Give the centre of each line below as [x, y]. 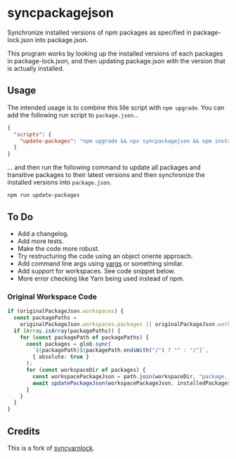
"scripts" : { [33, 134]
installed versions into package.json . [60, 182]
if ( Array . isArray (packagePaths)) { [67, 331]
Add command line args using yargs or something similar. [100, 263]
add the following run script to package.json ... [73, 115]
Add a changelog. [43, 233]
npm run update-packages [44, 195]
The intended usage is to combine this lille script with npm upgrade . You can [116, 108]
